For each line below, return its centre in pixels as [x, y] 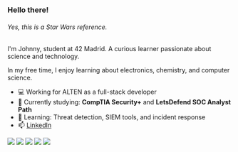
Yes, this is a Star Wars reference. [57, 27]
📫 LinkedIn [35, 125]
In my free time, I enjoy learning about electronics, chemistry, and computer [119, 70]
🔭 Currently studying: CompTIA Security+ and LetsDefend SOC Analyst [124, 102]
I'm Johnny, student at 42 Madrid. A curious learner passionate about [109, 49]
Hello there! [28, 10]
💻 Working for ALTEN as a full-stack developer [87, 92]
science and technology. [43, 56]
